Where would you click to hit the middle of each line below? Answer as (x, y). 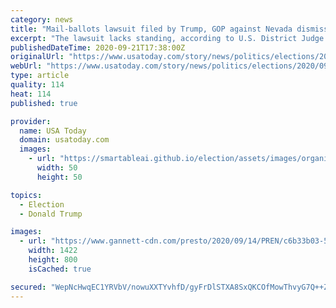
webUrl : (26, 66)
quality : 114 (37, 85)
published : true (44, 103)
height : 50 (59, 177)
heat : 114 (31, 94)
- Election (42, 204)
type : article (40, 76)
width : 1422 (53, 251)
